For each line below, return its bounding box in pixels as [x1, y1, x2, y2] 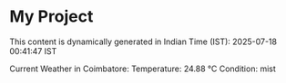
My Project [9, 6, 94, 27]
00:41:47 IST [9, 45, 57, 56]
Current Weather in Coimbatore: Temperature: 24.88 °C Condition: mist [9, 63, 276, 74]
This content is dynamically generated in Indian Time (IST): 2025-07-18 [9, 36, 278, 47]
